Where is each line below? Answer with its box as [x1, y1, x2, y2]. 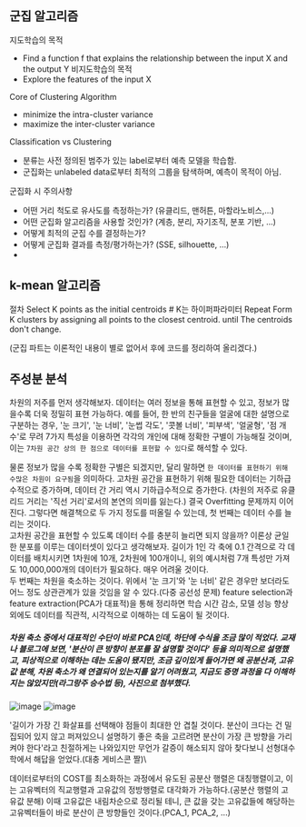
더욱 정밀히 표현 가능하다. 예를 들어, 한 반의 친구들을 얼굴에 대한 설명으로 [33, 408, 291, 420]
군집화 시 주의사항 [9, 185, 73, 196]
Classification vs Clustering [9, 135, 112, 147]
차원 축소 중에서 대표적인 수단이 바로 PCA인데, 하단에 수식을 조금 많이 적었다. [9, 633, 279, 643]
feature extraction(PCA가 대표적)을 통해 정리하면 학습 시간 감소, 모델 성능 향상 [9, 598, 289, 609]
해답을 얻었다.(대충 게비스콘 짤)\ [33, 753, 147, 765]
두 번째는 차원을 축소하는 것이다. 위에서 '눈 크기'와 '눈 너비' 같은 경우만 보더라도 [9, 575, 291, 586]
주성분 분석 [9, 372, 68, 387]
